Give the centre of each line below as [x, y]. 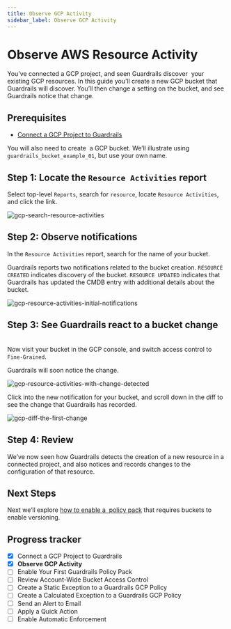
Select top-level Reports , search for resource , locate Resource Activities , [113, 194]
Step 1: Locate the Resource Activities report [107, 177]
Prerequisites [37, 118]
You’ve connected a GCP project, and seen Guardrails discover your [106, 74]
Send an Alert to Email [49, 603]
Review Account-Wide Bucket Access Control [82, 580]
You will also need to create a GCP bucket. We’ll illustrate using [98, 148]
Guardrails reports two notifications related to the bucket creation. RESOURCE [115, 267]
